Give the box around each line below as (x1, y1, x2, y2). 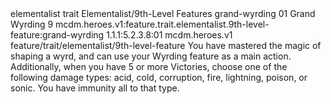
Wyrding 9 (10, 18, 54, 30)
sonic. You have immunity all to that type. (10, 82, 180, 94)
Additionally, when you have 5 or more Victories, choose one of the (10, 61, 288, 72)
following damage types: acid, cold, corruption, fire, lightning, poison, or (10, 72, 308, 83)
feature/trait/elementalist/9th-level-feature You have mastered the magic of (10, 40, 322, 51)
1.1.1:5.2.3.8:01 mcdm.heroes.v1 (106, 29, 233, 41)
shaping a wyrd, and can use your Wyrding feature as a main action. (10, 50, 292, 62)
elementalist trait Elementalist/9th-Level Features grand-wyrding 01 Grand (10, 8, 316, 19)
